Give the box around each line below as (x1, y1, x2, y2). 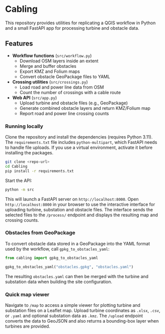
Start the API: (5, 177, 32, 184)
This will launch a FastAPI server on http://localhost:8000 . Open (5, 196, 139, 202)
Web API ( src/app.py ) (12, 95, 57, 100)
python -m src (5, 187, 35, 192)
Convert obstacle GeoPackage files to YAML (19, 73, 110, 80)
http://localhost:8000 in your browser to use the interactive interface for (5, 201, 156, 207)
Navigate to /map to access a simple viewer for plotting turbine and (5, 302, 141, 308)
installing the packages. (5, 150, 53, 156)
